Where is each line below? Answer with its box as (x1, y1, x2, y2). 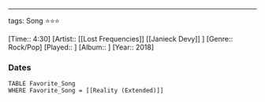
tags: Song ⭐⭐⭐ (8, 16, 61, 25)
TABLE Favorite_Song (8, 80, 77, 88)
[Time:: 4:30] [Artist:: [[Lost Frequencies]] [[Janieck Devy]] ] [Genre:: (8, 35, 233, 43)
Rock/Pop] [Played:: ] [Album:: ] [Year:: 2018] (8, 42, 155, 52)
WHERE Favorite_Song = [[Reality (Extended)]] (8, 87, 164, 95)
